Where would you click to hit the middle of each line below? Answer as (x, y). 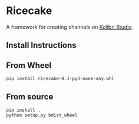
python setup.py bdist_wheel (42, 115)
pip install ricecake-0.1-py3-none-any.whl (60, 79)
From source (30, 97)
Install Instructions (41, 45)
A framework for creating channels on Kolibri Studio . (70, 27)
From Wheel (29, 65)
